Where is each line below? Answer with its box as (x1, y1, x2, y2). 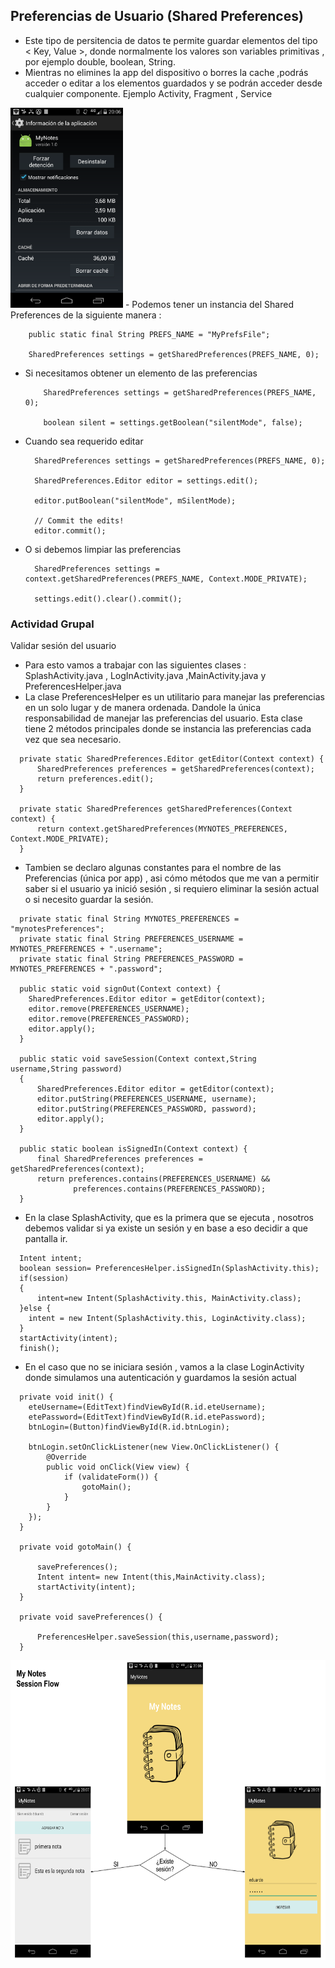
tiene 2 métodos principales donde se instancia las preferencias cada (24, 723, 312, 735)
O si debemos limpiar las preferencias (24, 543, 182, 555)
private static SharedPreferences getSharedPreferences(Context (19, 804, 293, 814)
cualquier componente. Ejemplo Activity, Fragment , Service (24, 87, 273, 99)
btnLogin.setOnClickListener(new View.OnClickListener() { (28, 1442, 280, 1453)
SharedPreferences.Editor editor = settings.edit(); (34, 475, 259, 486)
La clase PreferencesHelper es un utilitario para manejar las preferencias (24, 691, 325, 703)
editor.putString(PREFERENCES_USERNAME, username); (36, 1094, 257, 1104)
